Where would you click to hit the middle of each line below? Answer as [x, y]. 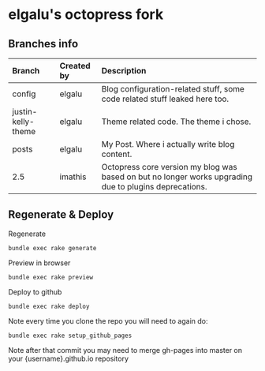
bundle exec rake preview [50, 277]
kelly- [23, 122]
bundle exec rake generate [52, 248]
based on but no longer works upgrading [177, 177]
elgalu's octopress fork [86, 15]
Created [75, 66]
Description [124, 71]
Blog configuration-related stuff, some [173, 89]
